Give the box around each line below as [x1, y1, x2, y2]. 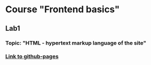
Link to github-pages [5, 53, 59, 60]
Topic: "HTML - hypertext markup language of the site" [5, 39, 146, 47]
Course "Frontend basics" [5, 4, 120, 15]
